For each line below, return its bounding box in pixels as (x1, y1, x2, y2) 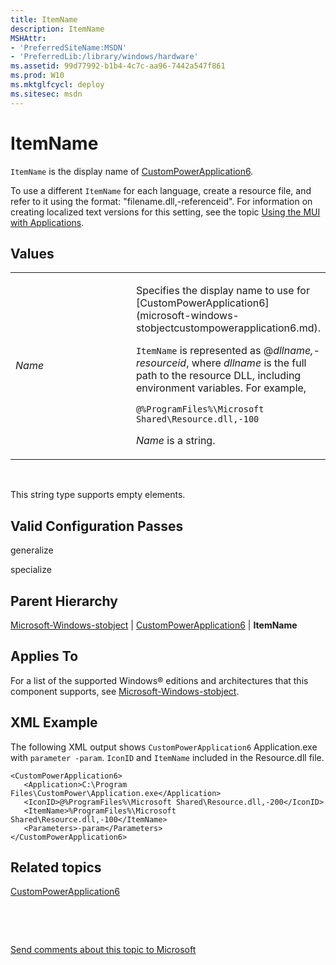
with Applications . (10, 216, 85, 228)
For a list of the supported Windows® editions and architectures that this (10, 674, 309, 686)
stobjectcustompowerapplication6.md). (135, 321, 321, 335)
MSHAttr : (10, 33, 47, 43)
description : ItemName (10, 24, 105, 34)
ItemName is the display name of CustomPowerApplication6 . (10, 165, 254, 177)
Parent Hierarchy (10, 592, 118, 610)
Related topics (10, 859, 102, 876)
